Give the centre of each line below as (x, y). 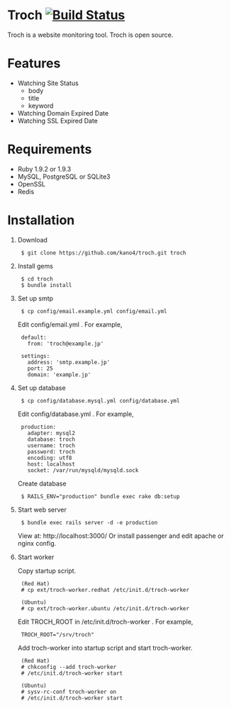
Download (33, 240)
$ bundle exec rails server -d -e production (89, 522)
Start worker (36, 557)
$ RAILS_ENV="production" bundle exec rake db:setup (100, 496)
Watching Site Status (48, 83)
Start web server (42, 510)
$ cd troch (37, 279)
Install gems (35, 266)
